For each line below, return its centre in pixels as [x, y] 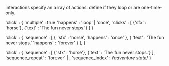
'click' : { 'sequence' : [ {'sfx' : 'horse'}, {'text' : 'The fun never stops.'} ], [80, 53]
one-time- [152, 7]
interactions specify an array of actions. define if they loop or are [73, 7]
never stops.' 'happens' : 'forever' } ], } [45, 43]
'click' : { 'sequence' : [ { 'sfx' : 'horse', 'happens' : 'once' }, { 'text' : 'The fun [85, 38]
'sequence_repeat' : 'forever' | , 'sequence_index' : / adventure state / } [78, 58]
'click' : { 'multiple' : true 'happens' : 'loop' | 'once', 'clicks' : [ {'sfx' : [76, 22]
